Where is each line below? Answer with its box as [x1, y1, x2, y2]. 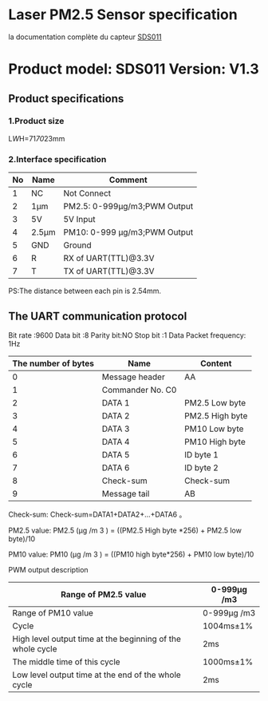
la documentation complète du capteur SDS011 [8, 32, 162, 42]
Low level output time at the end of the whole [12, 669, 181, 680]
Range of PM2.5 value [61, 588, 147, 600]
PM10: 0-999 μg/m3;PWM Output [63, 227, 194, 238]
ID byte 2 [184, 461, 219, 473]
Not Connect [63, 188, 112, 199]
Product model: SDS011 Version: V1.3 [8, 60, 259, 78]
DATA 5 [101, 449, 130, 460]
